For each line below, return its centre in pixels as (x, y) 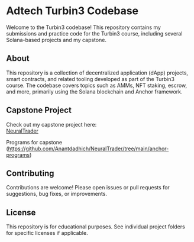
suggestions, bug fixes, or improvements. (57, 194)
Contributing (30, 173)
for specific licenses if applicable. (47, 233)
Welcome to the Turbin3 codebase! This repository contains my (84, 27)
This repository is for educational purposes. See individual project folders (96, 227)
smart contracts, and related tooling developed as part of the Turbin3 (90, 79)
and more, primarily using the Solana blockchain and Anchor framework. (94, 91)
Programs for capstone (34, 142)
